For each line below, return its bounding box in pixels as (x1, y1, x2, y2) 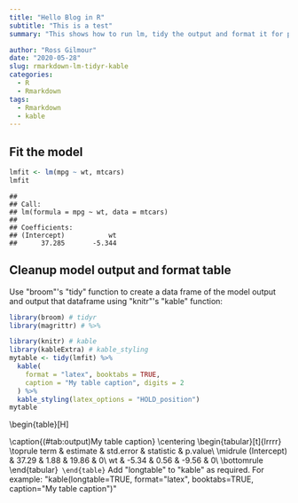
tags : (9, 95, 29, 104)
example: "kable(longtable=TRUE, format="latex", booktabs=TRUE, (9, 474, 255, 484)
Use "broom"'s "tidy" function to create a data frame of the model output (9, 286, 277, 297)
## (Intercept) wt (9, 231, 117, 240)
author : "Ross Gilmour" (9, 45, 98, 54)
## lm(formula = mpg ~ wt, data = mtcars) (9, 208, 169, 216)
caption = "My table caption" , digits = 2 (25, 378, 184, 387)
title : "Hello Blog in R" (9, 12, 105, 22)
